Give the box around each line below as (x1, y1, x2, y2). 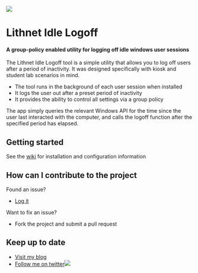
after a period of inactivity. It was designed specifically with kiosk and (6, 65, 177, 72)
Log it (14, 198, 29, 205)
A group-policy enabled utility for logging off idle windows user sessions (6, 46, 190, 53)
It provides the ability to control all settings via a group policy (14, 96, 164, 103)
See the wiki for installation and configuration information (6, 153, 146, 160)
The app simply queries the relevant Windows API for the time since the (6, 107, 181, 115)
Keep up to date (6, 237, 66, 247)
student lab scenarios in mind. (6, 72, 80, 79)
